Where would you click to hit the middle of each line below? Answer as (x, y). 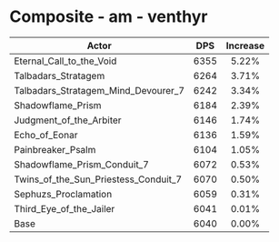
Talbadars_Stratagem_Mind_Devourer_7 (99, 90)
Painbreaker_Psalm (55, 149)
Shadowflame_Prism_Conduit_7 (82, 164)
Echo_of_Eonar (46, 135)
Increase (245, 45)
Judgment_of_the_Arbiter (68, 120)
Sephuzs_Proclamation (63, 194)
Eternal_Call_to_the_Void (65, 61)
